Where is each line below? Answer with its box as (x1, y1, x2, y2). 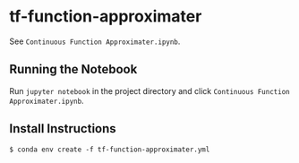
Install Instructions (9, 121, 116, 136)
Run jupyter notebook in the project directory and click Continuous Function (9, 85, 290, 96)
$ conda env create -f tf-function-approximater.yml (9, 145, 210, 154)
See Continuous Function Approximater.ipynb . (9, 36, 181, 47)
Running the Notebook (9, 62, 138, 77)
